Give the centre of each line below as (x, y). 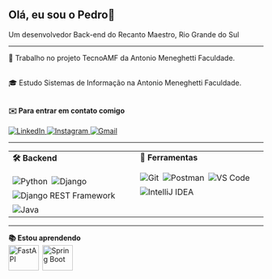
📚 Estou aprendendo (45, 238)
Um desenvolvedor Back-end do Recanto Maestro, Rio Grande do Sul (124, 34)
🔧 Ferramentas (169, 157)
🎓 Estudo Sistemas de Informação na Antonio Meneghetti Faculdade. (125, 83)
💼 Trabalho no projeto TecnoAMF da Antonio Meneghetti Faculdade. (122, 58)
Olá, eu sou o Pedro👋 (62, 15)
